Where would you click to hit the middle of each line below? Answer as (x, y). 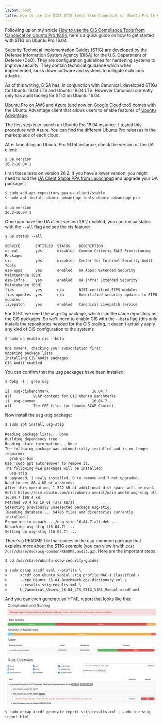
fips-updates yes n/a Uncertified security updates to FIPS (81, 295)
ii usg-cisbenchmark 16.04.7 (56, 391)
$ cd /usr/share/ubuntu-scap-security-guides (52, 560)
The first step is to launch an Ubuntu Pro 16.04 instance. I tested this (73, 125)
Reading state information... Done (41, 444)
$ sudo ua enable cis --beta (34, 339)
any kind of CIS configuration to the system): (50, 329)
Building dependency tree (31, 439)
